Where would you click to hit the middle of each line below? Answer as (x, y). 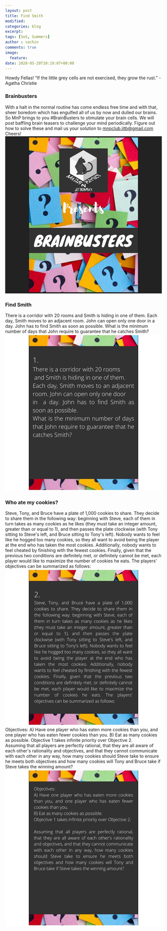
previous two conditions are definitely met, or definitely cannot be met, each (83, 556)
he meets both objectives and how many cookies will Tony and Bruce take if (83, 761)
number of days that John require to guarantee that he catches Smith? (77, 331)
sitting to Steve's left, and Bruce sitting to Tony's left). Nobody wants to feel (83, 534)
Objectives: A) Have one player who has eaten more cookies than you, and (82, 730)
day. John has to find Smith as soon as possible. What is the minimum (77, 326)
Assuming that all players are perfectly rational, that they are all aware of (80, 745)
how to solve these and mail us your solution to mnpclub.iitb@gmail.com (79, 128)
